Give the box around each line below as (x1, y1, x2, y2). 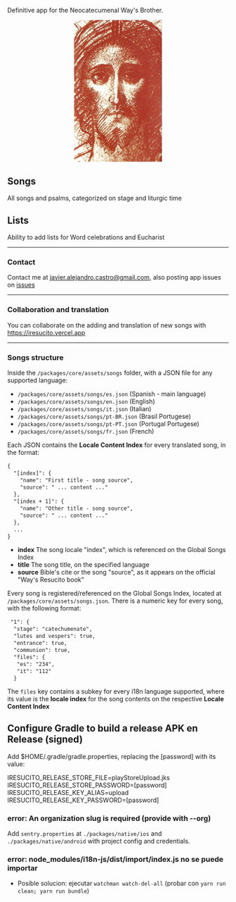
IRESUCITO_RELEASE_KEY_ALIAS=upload (7, 788, 129, 796)
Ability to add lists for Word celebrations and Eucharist (7, 233, 165, 242)
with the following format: (7, 604, 81, 613)
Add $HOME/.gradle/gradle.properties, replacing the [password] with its (7, 752, 216, 760)
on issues (7, 281, 35, 289)
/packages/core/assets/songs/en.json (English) (17, 397, 156, 406)
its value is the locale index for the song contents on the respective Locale (7, 695, 224, 703)
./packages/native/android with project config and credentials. (7, 837, 190, 846)
